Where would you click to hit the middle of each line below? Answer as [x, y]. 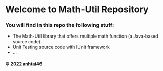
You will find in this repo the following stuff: [60, 25]
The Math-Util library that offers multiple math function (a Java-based [85, 36]
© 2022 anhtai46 [24, 64]
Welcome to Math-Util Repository [77, 9]
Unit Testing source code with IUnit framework [61, 47]
